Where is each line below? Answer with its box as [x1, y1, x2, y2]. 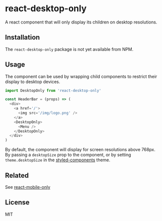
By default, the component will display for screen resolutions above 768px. [5, 147, 156, 153]
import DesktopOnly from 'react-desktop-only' [5, 88, 101, 93]
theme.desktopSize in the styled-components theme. [5, 157, 111, 163]
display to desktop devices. [5, 79, 61, 85]
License [5, 199, 30, 207]
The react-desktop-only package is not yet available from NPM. [5, 46, 134, 52]
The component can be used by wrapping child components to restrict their [5, 73, 158, 79]
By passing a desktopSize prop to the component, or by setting [5, 152, 131, 158]
